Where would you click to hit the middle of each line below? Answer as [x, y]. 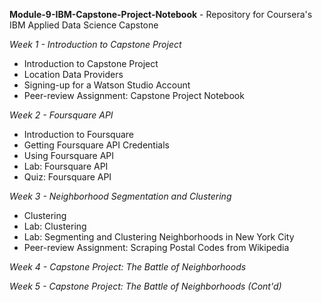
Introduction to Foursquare [78, 134]
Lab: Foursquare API [66, 166]
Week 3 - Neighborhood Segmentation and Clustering [120, 196]
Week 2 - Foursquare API [61, 115]
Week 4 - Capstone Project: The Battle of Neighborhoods [128, 267]
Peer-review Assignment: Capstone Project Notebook [134, 95]
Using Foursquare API [69, 155]
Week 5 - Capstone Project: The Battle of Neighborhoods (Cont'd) [145, 286]
